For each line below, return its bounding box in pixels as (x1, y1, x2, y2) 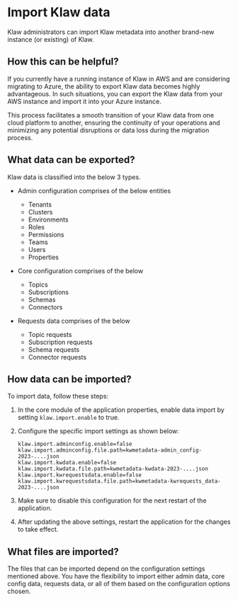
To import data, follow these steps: (7, 392, 108, 401)
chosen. (7, 587, 31, 595)
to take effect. (17, 525, 59, 534)
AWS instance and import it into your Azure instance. (7, 97, 161, 105)
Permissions (28, 230, 64, 239)
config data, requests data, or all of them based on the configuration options (7, 580, 230, 588)
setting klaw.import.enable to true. (17, 413, 120, 422)
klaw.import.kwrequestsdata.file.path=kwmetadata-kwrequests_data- (17, 478, 221, 485)
